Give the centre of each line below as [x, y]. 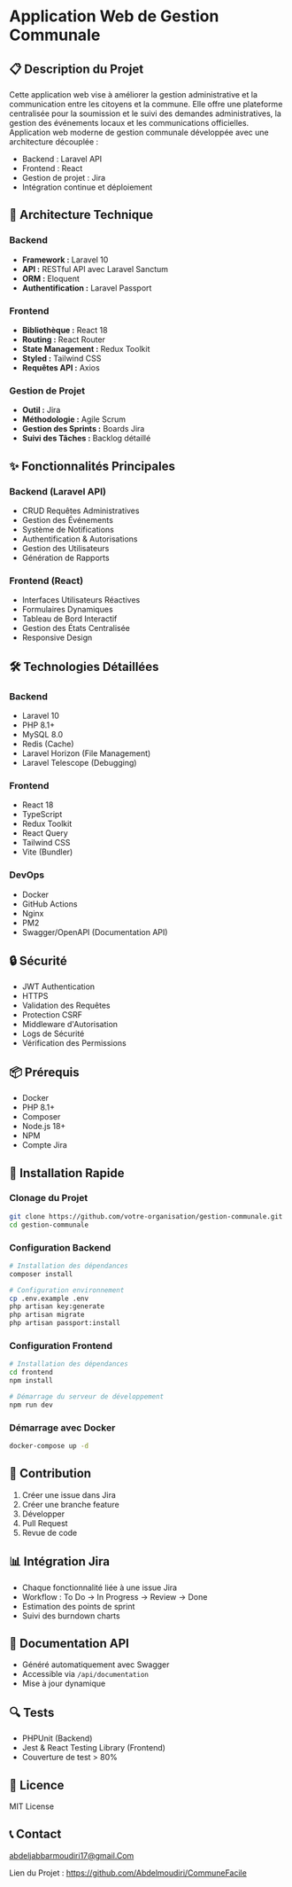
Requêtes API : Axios [61, 367]
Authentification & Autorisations [80, 539]
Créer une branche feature [70, 1504]
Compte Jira [45, 1145]
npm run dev [31, 1405]
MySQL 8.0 [42, 734]
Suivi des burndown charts [71, 1616]
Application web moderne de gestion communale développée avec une [139, 132]
